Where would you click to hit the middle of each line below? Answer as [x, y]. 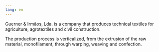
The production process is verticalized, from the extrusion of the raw [76, 39]
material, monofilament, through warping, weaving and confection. [74, 44]
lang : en [14, 10]
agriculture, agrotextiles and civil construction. [53, 29]
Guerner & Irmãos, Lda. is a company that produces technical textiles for [79, 24]
